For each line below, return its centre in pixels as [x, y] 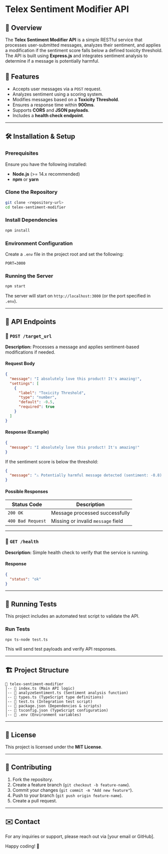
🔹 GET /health [22, 541]
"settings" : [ [24, 383]
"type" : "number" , [37, 397]
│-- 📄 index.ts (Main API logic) [40, 689]
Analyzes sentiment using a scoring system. [58, 94]
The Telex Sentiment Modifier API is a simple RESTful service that [74, 40]
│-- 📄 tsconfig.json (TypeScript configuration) [57, 710]
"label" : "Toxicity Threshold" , [52, 393]
